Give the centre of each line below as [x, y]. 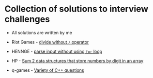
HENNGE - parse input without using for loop [57, 51]
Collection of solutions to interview [76, 9]
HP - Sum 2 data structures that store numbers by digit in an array [77, 61]
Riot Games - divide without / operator [50, 42]
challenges [27, 19]
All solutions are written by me [42, 32]
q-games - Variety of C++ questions [48, 70]
